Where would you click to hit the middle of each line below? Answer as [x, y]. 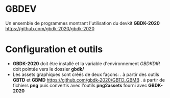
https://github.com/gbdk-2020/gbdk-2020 [50, 28]
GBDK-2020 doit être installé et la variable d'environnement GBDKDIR [86, 63]
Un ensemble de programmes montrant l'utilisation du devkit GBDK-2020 [82, 23]
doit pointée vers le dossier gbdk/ [48, 69]
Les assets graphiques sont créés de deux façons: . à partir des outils [86, 74]
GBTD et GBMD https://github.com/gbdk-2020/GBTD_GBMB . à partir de [89, 80]
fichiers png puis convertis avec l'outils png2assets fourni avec [80, 85]
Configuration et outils [54, 50]
